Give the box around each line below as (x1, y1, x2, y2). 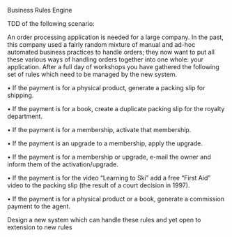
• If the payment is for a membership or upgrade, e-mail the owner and (7, 153, 211, 161)
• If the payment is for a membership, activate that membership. (7, 126, 192, 134)
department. (7, 112, 43, 120)
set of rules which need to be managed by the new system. (7, 70, 178, 78)
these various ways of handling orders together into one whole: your (7, 55, 204, 64)
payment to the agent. (7, 202, 71, 210)
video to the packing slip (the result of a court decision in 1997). (7, 181, 190, 189)
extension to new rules (7, 223, 72, 231)
